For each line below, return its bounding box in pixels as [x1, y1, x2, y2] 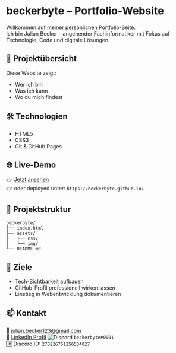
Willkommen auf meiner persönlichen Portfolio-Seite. [6, 24, 136, 31]
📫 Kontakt [6, 309, 46, 319]
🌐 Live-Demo [6, 160, 56, 170]
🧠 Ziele [6, 262, 33, 272]
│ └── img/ [6, 241, 39, 247]
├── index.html [6, 225, 44, 231]
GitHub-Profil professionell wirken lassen [14, 284, 116, 291]
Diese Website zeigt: [6, 69, 56, 77]
